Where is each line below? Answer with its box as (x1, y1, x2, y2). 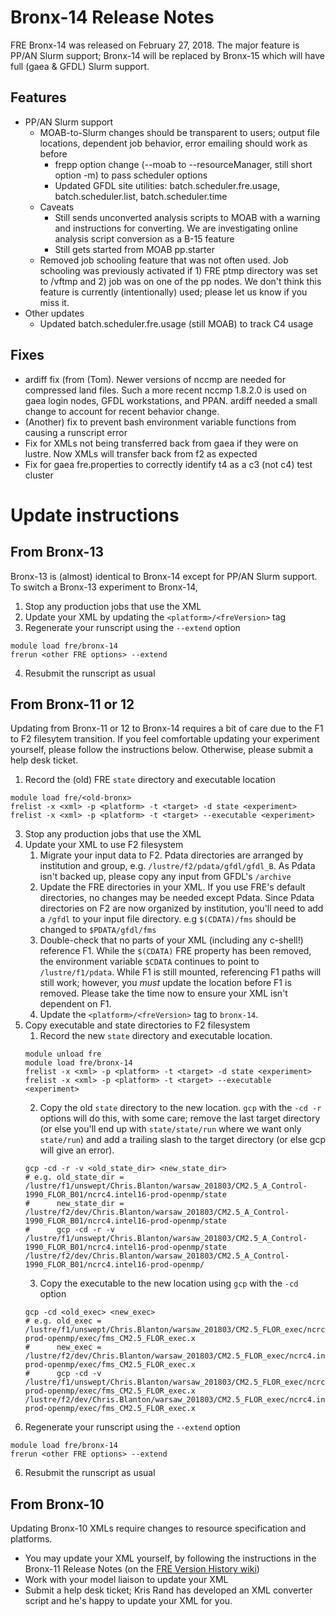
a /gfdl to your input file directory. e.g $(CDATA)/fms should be (39, 913, 297, 925)
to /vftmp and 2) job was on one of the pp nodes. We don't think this (39, 275, 322, 287)
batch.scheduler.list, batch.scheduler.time (54, 190, 228, 202)
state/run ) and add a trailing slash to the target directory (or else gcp (39, 1134, 326, 1146)
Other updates (24, 307, 85, 319)
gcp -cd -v (56, 1369, 102, 1379)
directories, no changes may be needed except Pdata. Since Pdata (39, 892, 315, 904)
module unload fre (24, 1049, 102, 1060)
